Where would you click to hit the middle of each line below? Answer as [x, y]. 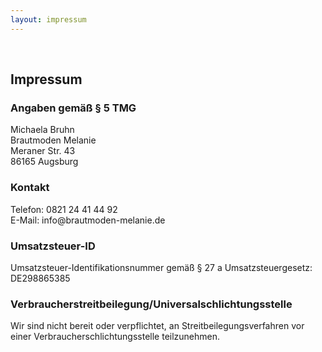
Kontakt [30, 188]
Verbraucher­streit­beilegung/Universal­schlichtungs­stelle [151, 304]
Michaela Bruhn [42, 130]
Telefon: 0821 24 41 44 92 [64, 209]
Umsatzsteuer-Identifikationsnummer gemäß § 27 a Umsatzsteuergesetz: [161, 267]
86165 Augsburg [44, 162]
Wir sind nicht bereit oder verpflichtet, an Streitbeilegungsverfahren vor [157, 326]
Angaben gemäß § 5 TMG [73, 108]
